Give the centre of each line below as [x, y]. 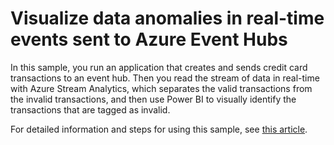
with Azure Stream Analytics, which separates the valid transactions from [161, 88]
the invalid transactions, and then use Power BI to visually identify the [153, 99]
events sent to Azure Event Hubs [149, 39]
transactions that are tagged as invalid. [90, 109]
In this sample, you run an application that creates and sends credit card [159, 67]
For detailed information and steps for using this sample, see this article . [159, 129]
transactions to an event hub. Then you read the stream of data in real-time [165, 78]
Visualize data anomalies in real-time [167, 18]
